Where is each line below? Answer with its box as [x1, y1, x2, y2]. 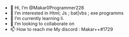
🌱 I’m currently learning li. [10, 15, 64, 21]
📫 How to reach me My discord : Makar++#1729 [10, 26, 114, 32]
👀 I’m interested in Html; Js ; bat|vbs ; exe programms [10, 10, 124, 16]
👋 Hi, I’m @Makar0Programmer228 [10, 5, 84, 10]
